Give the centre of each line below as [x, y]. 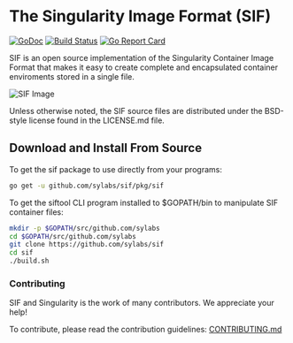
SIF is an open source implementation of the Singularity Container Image [142, 57]
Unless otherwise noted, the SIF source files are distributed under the [136, 111]
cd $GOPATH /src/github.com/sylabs [73, 236]
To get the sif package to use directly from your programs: [116, 169]
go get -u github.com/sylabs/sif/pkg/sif [87, 186]
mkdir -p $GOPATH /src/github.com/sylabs [85, 228]
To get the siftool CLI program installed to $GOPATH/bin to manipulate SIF [144, 202]
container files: [36, 212]
